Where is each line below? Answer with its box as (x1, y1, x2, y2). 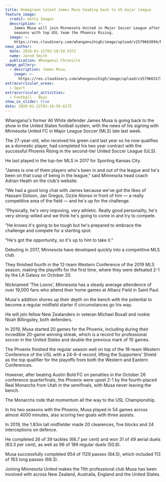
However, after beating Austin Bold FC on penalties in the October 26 (5, 372, 146, 378)
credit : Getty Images (9, 16, 54, 21)
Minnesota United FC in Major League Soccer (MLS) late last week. (5, 128, 142, 134)
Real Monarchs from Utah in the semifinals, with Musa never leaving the (5, 382, 152, 388)
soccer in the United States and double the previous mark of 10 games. (5, 337, 150, 342)
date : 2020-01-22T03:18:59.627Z (5, 104, 72, 109)
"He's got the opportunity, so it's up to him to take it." (5, 237, 114, 243)
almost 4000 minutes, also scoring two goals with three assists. (5, 412, 135, 418)
